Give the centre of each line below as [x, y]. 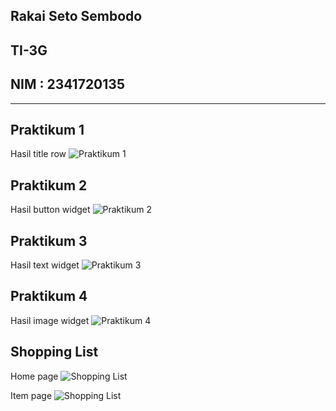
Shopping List [54, 352]
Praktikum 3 [49, 240]
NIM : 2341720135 [67, 84]
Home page [34, 376]
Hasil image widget [50, 320]
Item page [31, 395]
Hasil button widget [50, 210]
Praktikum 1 [47, 129]
